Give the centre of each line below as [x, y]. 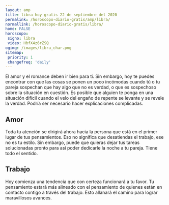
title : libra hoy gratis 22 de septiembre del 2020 [61, 15]
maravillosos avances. [29, 198]
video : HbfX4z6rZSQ [28, 43]
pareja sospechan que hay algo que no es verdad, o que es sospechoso [81, 87]
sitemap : [15, 52]
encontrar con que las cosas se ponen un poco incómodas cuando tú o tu [83, 82]
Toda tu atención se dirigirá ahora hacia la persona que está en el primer [81, 132]
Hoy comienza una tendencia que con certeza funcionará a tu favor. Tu [80, 182]
